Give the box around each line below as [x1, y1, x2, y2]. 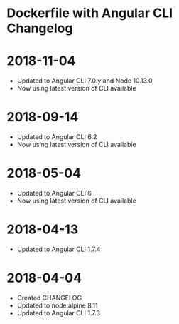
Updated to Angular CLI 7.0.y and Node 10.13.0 [16, 76, 153, 85]
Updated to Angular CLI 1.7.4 [16, 245, 101, 253]
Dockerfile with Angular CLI [6, 5, 173, 21]
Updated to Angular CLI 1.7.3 [16, 308, 101, 317]
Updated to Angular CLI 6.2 [16, 133, 97, 141]
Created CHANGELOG [16, 293, 82, 302]
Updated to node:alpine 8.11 [16, 301, 98, 310]
